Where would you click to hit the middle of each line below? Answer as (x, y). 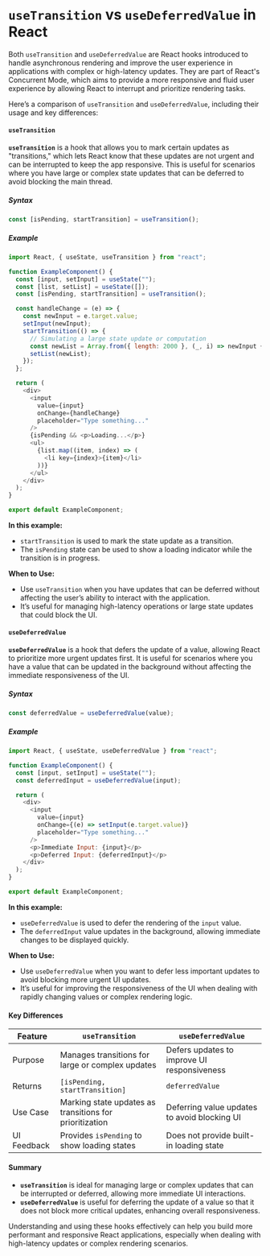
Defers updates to (200, 1050)
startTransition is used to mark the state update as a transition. (127, 541)
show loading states (98, 1146)
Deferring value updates (212, 1107)
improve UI (186, 1060)
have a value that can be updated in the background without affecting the (130, 667)
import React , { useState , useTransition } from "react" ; (107, 257)
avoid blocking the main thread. (61, 182)
